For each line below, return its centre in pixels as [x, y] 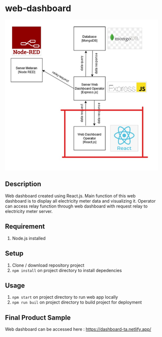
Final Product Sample [38, 317]
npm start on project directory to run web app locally [65, 297]
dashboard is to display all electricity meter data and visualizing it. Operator [81, 201]
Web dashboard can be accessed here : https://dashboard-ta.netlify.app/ [78, 329]
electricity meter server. [29, 211]
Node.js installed [29, 238]
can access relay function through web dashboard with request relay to [76, 206]
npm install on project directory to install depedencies [67, 270]
